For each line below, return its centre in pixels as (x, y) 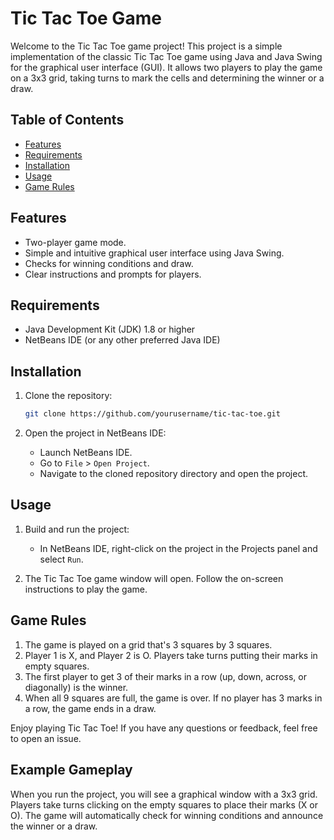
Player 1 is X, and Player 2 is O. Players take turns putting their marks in (171, 655)
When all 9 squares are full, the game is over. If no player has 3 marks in (173, 698)
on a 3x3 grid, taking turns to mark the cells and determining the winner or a (167, 78)
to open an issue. (46, 738)
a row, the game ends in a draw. (90, 708)
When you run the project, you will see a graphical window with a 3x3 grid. (164, 794)
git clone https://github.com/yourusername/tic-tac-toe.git (152, 414)
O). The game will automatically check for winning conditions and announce (167, 815)
